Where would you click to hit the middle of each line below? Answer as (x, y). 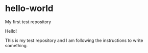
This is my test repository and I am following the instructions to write (74, 40)
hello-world (29, 8)
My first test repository (28, 22)
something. (16, 45)
